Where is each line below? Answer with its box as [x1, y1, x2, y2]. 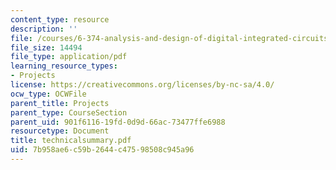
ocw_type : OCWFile [10, 89, 87, 99]
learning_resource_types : [10, 61, 118, 71]
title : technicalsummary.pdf [10, 136, 132, 146]
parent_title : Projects [10, 98, 110, 108]
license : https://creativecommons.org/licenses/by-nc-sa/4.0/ [10, 80, 275, 90]
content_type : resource [10, 14, 110, 25]
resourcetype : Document [10, 126, 110, 136]
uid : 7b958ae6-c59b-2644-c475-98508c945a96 [10, 145, 195, 155]
